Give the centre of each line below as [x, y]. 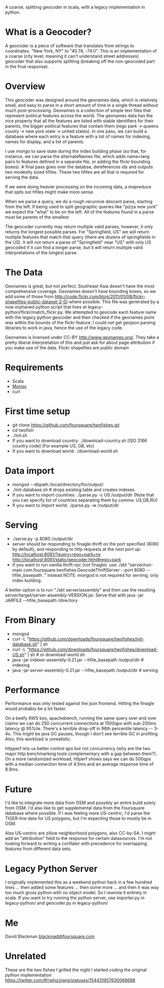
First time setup [38, 411]
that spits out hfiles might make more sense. [50, 192]
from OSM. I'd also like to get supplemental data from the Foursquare [75, 808]
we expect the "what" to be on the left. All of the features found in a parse [80, 212]
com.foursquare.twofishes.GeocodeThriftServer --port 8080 [84, 570]
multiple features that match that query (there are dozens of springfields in [80, 237]
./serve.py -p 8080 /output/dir [43, 539]
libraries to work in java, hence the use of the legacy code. [64, 328]
